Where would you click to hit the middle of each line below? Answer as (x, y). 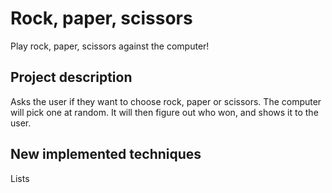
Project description (71, 77)
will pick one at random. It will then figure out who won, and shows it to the (164, 112)
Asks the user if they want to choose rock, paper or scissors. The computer (166, 101)
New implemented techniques (106, 154)
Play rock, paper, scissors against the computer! (110, 46)
